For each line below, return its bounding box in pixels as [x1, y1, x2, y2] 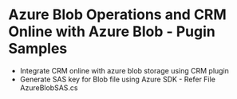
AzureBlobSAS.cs [19, 82, 78, 93]
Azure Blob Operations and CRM [8, 6, 227, 24]
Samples [8, 40, 68, 57]
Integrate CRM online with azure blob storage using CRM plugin [19, 65, 230, 75]
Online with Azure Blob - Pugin [8, 22, 215, 41]
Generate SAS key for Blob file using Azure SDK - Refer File [19, 74, 215, 84]
